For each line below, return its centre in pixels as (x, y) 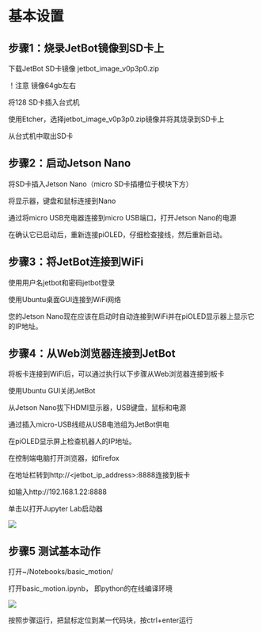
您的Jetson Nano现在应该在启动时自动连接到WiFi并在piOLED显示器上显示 (128, 316)
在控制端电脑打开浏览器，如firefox (64, 458)
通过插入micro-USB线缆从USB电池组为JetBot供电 (89, 424)
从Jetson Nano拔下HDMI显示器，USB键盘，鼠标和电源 (97, 408)
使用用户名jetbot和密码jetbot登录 (62, 282)
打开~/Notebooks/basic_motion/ (61, 572)
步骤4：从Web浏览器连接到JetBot (92, 354)
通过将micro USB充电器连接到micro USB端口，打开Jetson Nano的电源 (122, 217)
